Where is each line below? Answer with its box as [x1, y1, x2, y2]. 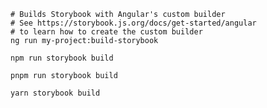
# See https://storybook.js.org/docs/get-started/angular [10, 18, 257, 28]
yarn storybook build [10, 88, 101, 98]
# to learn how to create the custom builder [10, 27, 203, 37]
